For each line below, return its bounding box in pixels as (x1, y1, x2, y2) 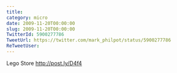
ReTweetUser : (6, 43, 40, 49)
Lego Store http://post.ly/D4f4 (6, 59, 83, 67)
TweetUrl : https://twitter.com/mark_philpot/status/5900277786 (6, 37, 171, 43)
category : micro (6, 15, 48, 21)
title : (6, 9, 23, 15)
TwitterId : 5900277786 (6, 32, 64, 38)
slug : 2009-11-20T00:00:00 (6, 26, 75, 32)
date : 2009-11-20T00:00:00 (6, 20, 75, 26)
